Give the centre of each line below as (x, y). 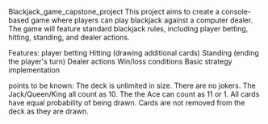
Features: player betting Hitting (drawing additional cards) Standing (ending (134, 53)
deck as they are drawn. (48, 111)
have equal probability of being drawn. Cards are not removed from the (127, 103)
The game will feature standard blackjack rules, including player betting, (128, 29)
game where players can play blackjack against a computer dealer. (142, 20)
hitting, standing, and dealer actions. (69, 37)
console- (237, 12)
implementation (34, 70)
